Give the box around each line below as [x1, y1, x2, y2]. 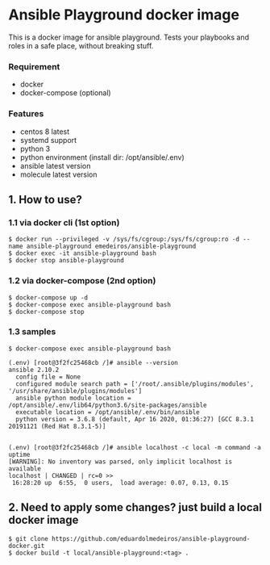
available [8, 464, 42, 473]
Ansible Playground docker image [8, 6, 240, 24]
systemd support [19, 135, 77, 144]
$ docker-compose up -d [8, 293, 89, 302]
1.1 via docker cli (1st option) [8, 216, 120, 228]
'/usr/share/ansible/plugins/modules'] [8, 387, 143, 395]
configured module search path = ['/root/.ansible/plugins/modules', [15, 379, 254, 388]
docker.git [8, 542, 45, 550]
